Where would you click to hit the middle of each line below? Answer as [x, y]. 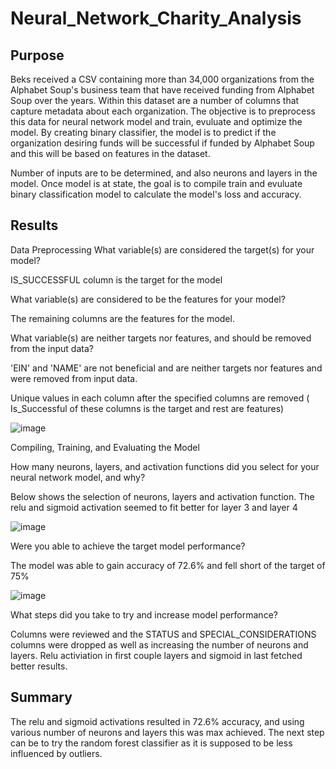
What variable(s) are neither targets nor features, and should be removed [161, 338]
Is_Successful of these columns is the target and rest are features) [147, 408]
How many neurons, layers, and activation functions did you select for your [165, 466]
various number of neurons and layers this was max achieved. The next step [167, 732]
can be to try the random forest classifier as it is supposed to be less [151, 743]
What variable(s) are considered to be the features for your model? [148, 299]
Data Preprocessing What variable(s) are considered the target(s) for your [162, 249]
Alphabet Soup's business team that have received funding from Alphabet [162, 90]
